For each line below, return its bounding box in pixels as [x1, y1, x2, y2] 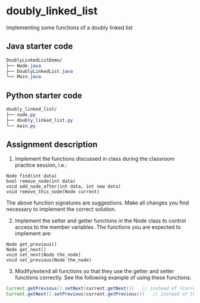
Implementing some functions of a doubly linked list [6, 24, 133, 31]
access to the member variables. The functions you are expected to [14, 224, 182, 231]
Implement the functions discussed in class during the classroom [14, 155, 174, 163]
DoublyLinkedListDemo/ [6, 57, 62, 63]
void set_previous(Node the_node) [6, 257, 92, 264]
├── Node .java [6, 63, 42, 69]
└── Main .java [6, 74, 42, 80]
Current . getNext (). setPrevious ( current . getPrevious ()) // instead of [6, 291, 187, 297]
